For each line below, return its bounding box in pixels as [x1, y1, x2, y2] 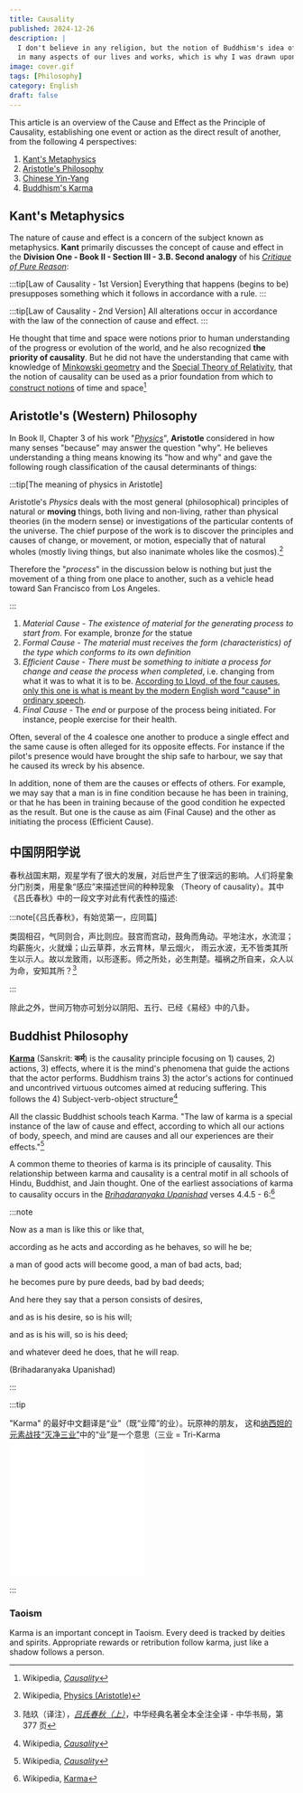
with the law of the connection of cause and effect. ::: [9, 315, 208, 326]
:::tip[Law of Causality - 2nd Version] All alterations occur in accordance [9, 305, 278, 316]
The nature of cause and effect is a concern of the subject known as [9, 232, 264, 243]
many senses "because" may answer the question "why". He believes [9, 442, 269, 453]
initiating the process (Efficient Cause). [9, 816, 154, 827]
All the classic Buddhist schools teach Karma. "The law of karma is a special [9, 1111, 293, 1122]
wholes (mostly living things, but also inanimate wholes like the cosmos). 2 [9, 544, 284, 557]
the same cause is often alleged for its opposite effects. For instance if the [9, 741, 286, 752]
